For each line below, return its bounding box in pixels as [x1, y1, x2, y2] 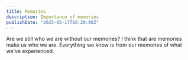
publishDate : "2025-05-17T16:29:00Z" [6, 19, 99, 25]
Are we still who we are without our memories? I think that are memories [6, 36, 182, 43]
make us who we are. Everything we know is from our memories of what [6, 41, 182, 48]
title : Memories [6, 8, 46, 15]
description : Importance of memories [6, 14, 99, 20]
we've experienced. [6, 48, 54, 55]
